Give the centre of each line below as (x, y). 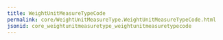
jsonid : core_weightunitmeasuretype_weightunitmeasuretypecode (99, 26)
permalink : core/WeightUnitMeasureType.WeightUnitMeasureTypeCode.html (111, 20)
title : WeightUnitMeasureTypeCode (57, 13)
